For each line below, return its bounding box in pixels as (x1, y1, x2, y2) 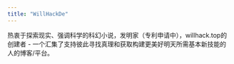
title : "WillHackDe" (7, 10, 69, 18)
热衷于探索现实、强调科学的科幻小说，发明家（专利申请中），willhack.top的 (7, 31, 227, 39)
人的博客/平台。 (7, 48, 54, 57)
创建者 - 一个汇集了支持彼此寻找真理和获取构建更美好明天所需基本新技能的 (7, 40, 227, 48)
